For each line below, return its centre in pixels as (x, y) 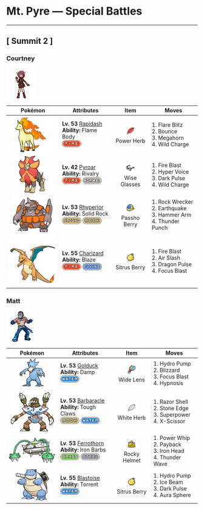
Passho (131, 218)
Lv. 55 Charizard (83, 253)
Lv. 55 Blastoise (80, 478)
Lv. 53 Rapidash (82, 124)
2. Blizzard (167, 370)
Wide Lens (131, 380)
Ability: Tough (78, 407)
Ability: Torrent (80, 484)
